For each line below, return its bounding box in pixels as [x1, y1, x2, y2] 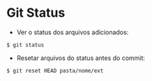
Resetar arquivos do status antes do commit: [16, 54, 146, 62]
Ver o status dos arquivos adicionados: [16, 28, 129, 36]
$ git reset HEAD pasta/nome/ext [6, 67, 104, 74]
